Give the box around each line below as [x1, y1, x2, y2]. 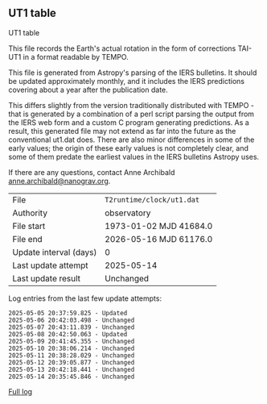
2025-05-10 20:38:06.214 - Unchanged [8, 344, 135, 352]
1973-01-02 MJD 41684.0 [104, 220, 213, 231]
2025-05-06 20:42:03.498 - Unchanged [8, 316, 135, 324]
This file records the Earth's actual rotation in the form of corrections [8, 44, 236, 53]
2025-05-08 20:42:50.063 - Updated [8, 330, 128, 338]
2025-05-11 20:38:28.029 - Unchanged [8, 351, 135, 360]
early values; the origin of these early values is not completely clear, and [8, 143, 249, 152]
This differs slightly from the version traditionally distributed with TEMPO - [8, 100, 255, 110]
